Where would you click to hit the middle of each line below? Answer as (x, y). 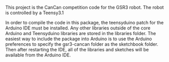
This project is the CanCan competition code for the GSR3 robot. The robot (85, 7)
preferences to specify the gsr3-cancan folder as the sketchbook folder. (82, 44)
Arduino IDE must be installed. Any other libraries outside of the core (78, 28)
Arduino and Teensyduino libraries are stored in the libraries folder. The (81, 33)
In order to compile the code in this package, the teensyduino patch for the (85, 23)
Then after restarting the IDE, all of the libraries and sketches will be (77, 50)
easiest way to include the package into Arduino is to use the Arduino (79, 39)
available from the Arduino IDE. (38, 55)
